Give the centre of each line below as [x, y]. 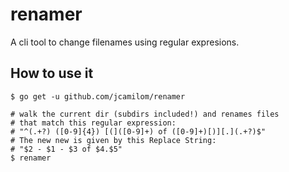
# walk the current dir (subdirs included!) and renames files [145, 114]
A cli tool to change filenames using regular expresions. [125, 42]
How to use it [52, 73]
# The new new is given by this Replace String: [113, 140]
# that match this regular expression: [93, 123]
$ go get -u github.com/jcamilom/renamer [98, 96]
